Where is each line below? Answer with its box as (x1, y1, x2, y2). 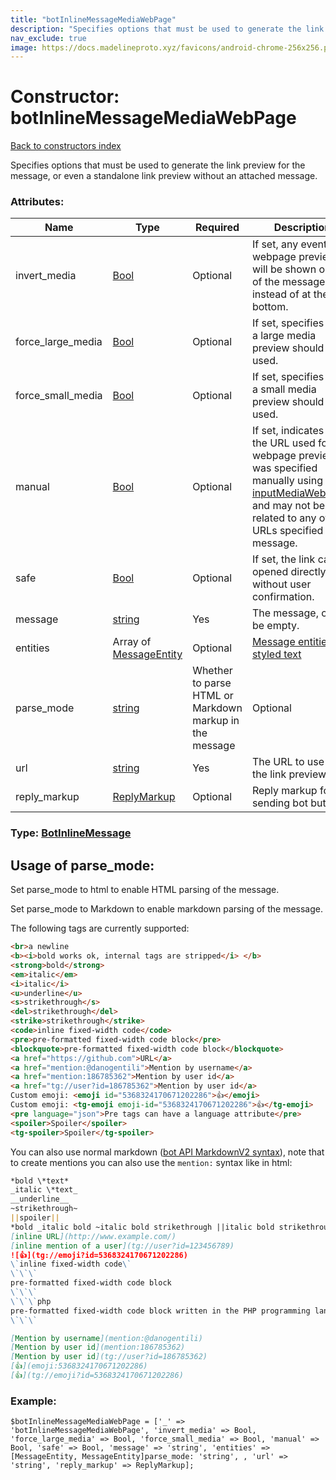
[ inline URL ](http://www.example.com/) (10, 1231, 177, 1241)
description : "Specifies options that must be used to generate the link (10, 24, 325, 34)
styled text (251, 647, 302, 661)
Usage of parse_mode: (10, 857, 155, 874)
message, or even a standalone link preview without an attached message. (10, 170, 318, 182)
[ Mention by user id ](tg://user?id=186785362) (10, 1352, 208, 1362)
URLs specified (251, 524, 324, 538)
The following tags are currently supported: (10, 922, 190, 935)
